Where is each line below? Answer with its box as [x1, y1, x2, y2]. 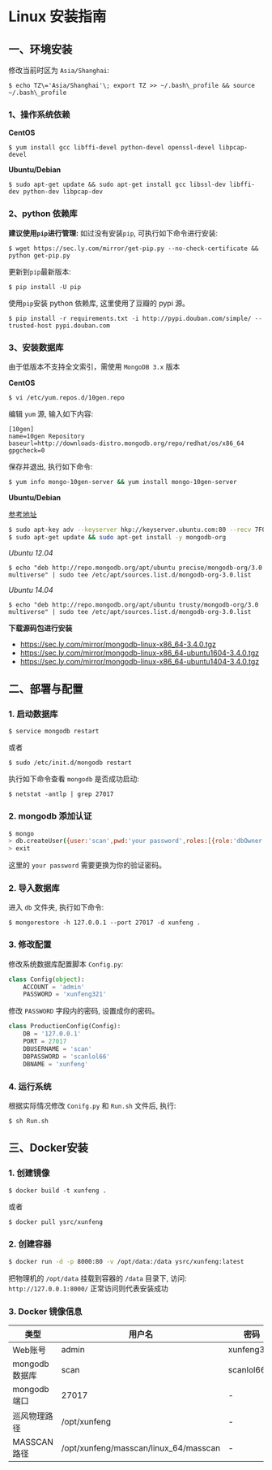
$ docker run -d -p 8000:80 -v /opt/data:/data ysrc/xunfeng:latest [8, 1257, 244, 1265]
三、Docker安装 [8, 1141, 89, 1155]
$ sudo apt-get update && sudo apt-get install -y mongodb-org [8, 533, 227, 541]
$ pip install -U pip [8, 283, 82, 291]
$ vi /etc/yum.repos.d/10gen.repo [8, 393, 125, 402]
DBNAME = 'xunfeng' [23, 1060, 89, 1068]
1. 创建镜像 [8, 1167, 50, 1178]
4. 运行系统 [8, 1081, 52, 1092]
